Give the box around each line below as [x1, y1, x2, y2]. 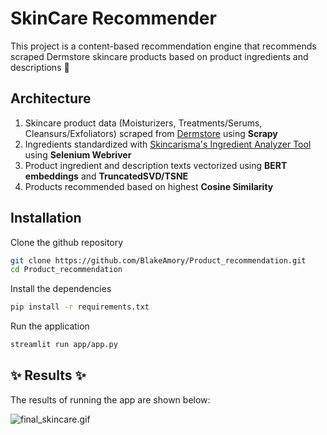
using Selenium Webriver [24, 148, 132, 161]
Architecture [10, 90, 92, 107]
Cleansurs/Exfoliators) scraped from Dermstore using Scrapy [24, 127, 278, 139]
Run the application [10, 320, 90, 332]
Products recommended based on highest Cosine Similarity [24, 180, 274, 192]
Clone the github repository [10, 236, 124, 248]
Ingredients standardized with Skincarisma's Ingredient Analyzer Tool [24, 138, 312, 150]
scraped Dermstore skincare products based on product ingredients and [10, 50, 309, 62]
